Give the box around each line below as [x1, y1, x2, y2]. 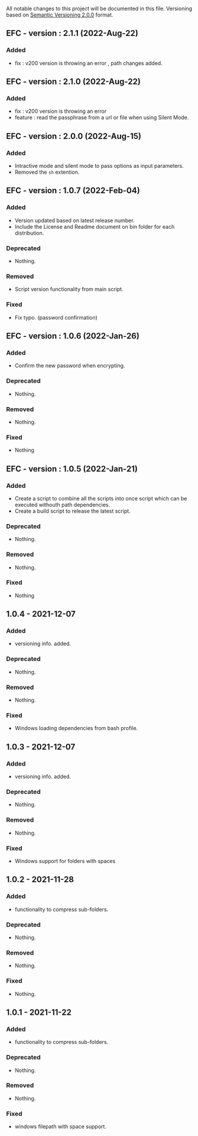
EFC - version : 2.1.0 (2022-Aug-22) [6, 77, 141, 87]
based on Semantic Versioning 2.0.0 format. [6, 11, 113, 18]
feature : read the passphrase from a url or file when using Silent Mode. [14, 114, 189, 121]
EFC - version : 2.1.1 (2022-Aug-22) [6, 28, 139, 38]
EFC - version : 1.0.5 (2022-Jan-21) [6, 464, 138, 474]
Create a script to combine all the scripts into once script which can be [14, 494, 187, 502]
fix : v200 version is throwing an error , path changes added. [14, 59, 163, 67]
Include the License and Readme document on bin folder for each [14, 223, 175, 230]
